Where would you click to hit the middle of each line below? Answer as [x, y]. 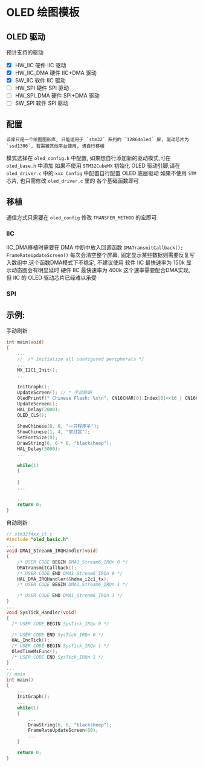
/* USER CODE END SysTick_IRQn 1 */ [58, 657]
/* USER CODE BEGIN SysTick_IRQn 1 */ [61, 646]
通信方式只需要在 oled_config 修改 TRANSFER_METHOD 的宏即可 [82, 217]
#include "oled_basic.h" [37, 540]
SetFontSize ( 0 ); [38, 438]
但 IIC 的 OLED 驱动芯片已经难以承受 [51, 278]
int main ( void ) [25, 342]
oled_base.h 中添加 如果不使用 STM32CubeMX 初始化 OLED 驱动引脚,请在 [93, 166]
